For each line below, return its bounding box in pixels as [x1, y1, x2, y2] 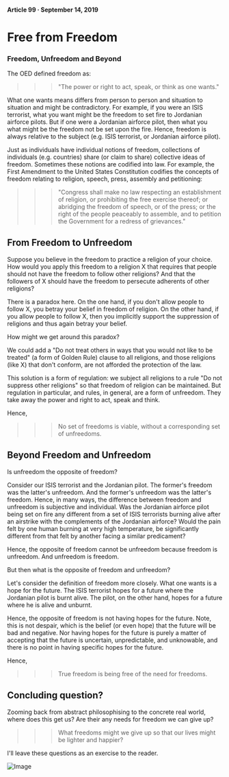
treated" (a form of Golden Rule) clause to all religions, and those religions [7, 353, 216, 361]
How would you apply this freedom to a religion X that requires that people [7, 262, 217, 271]
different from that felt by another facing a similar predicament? [7, 532, 186, 540]
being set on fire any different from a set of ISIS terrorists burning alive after [7, 510, 221, 518]
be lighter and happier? [57, 735, 124, 743]
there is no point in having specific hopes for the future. [7, 643, 164, 651]
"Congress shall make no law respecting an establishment [57, 188, 221, 197]
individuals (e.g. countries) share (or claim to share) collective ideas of [7, 153, 206, 161]
